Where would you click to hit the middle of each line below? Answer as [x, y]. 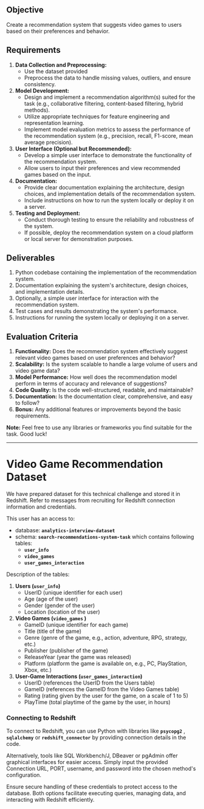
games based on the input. [58, 174]
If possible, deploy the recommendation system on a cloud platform [109, 232]
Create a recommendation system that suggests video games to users [94, 24]
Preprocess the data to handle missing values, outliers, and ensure [107, 78]
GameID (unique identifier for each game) [76, 625]
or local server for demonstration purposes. [79, 239]
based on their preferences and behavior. [58, 31]
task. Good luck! [27, 434]
